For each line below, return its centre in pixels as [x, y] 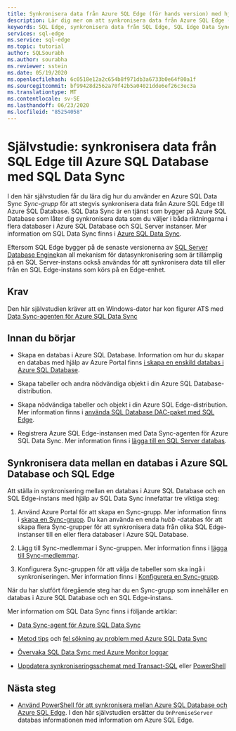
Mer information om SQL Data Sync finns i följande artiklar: [92, 611]
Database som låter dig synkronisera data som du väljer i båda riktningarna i [118, 218]
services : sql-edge [36, 33]
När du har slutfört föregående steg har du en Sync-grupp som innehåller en [118, 590]
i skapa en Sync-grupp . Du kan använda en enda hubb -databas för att [120, 520]
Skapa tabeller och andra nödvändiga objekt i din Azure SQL [105, 383]
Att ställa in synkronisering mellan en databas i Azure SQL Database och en [116, 491]
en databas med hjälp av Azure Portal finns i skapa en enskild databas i [120, 362]
